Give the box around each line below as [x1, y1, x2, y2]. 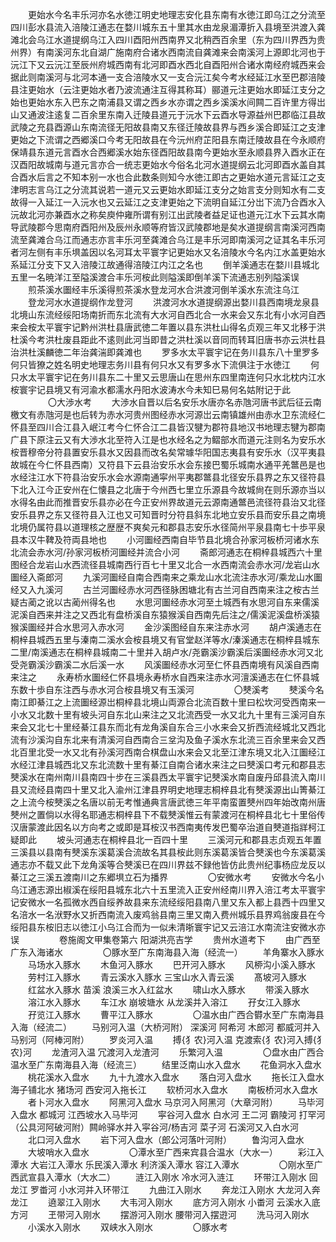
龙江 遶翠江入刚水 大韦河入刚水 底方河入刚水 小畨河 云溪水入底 [10, 1196, 321, 1208]
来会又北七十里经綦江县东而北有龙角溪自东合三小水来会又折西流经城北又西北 [10, 721, 326, 733]
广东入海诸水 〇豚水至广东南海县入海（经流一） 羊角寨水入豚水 [10, 946, 325, 958]
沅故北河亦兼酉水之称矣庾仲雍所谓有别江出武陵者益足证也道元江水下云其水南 [10, 209, 326, 220]
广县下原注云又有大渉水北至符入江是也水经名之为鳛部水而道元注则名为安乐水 [10, 434, 326, 445]
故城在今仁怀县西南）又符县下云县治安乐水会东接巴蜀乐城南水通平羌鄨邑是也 [10, 459, 326, 470]
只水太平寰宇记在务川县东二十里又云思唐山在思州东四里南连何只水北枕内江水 [10, 371, 326, 383]
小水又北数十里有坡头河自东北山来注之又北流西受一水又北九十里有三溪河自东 [10, 709, 326, 720]
